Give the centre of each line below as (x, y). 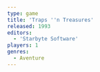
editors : (20, 33)
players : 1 (23, 45)
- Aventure (29, 58)
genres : (18, 52)
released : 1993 (29, 26)
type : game (23, 13)
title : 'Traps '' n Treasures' (51, 20)
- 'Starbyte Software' (46, 39)
